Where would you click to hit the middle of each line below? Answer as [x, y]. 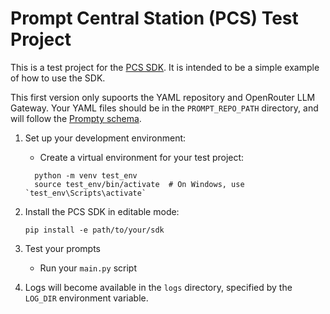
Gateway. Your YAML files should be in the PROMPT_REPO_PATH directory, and [164, 108]
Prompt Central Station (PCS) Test [154, 18]
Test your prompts [62, 248]
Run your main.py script [88, 268]
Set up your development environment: [105, 138]
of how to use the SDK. [58, 78]
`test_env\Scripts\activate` [85, 193]
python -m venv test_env [86, 175]
